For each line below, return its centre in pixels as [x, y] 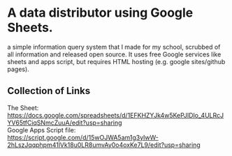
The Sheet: [23, 108]
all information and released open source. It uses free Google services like [114, 54]
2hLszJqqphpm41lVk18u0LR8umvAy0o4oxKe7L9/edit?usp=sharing [104, 145]
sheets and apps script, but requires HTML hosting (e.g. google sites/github [116, 61]
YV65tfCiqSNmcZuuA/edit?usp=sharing [65, 123]
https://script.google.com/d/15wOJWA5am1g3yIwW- [83, 137]
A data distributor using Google [100, 13]
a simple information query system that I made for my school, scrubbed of [114, 47]
